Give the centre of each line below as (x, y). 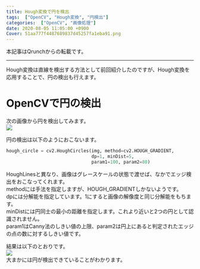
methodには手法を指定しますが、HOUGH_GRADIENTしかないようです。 (94, 189)
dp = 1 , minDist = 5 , (113, 156)
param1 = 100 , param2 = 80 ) (121, 162)
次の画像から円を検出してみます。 (48, 121)
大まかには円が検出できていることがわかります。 (66, 259)
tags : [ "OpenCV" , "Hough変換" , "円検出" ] (57, 17)
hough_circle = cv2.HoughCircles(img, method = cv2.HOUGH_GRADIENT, (90, 151)
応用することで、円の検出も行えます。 (53, 77)
